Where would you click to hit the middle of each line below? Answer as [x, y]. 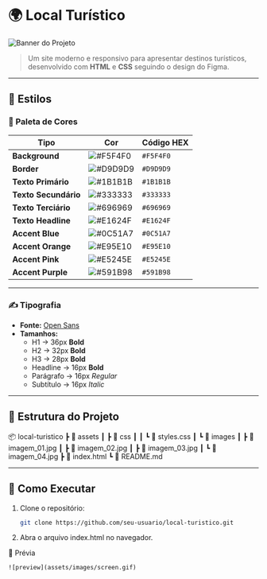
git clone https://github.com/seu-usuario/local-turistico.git [127, 523]
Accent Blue [36, 233]
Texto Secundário [46, 194]
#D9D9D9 [156, 169]
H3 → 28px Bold [58, 359]
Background [36, 156]
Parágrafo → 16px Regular [74, 375]
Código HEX [165, 142]
